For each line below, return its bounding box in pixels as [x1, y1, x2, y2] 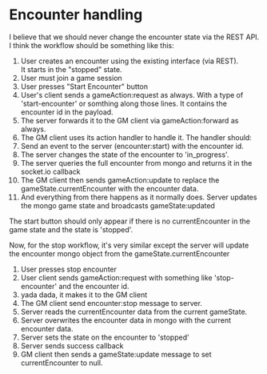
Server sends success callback [20, 340, 124, 350]
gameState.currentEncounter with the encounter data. [20, 183, 199, 193]
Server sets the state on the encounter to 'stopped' [20, 332, 190, 342]
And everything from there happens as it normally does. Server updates [20, 192, 257, 202]
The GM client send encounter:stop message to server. [20, 298, 203, 308]
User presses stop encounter [20, 264, 118, 274]
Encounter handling [9, 6, 143, 24]
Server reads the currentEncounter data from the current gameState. [20, 307, 248, 316]
